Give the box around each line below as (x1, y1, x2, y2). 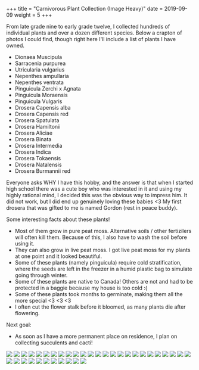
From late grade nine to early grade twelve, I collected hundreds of (6, 23, 170, 30)
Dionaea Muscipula (14, 54, 63, 60)
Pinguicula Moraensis (14, 92, 68, 98)
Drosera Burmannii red (14, 167, 71, 175)
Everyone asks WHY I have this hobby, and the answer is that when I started (6, 179, 194, 186)
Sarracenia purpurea (14, 60, 66, 67)
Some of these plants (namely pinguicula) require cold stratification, (14, 259, 182, 266)
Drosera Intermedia (14, 142, 63, 149)
